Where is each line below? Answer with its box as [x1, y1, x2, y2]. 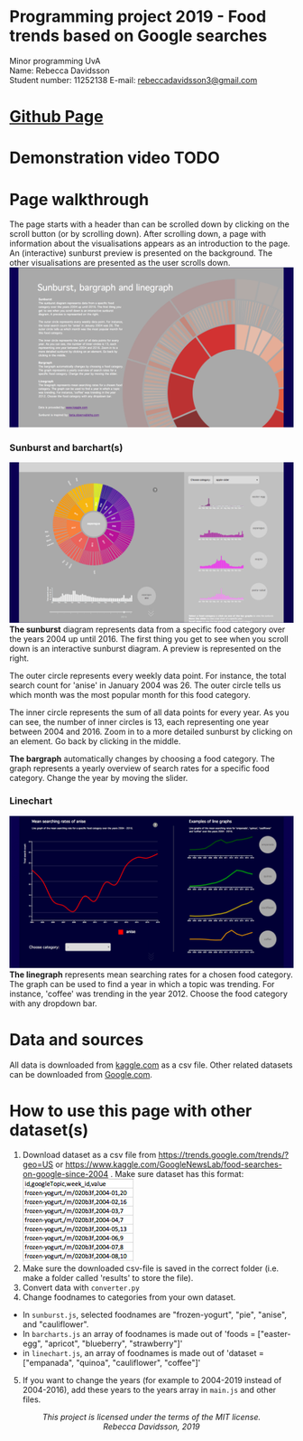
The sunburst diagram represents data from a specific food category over [9, 624, 286, 635]
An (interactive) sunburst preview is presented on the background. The [9, 248, 273, 259]
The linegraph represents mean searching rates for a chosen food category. [9, 969, 293, 980]
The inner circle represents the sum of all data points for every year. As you [9, 707, 290, 718]
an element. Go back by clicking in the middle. [9, 735, 181, 747]
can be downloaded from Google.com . [9, 1069, 153, 1079]
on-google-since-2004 [22, 1169, 109, 1180]
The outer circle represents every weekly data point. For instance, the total [9, 670, 287, 681]
